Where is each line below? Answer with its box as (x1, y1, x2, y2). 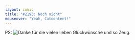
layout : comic (5, 7, 34, 12)
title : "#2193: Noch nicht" (5, 12, 63, 17)
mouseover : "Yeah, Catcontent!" (5, 16, 71, 21)
